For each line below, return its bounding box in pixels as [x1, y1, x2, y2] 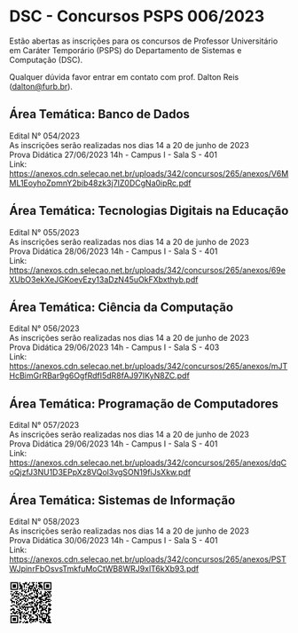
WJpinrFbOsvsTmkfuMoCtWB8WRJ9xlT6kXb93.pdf [9, 564, 200, 574]
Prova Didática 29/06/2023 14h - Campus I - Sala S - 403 [9, 342, 220, 352]
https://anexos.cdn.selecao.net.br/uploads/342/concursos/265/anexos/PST [9, 554, 286, 565]
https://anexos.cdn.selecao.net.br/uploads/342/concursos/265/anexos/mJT [9, 361, 288, 372]
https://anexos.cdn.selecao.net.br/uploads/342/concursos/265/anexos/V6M [9, 168, 289, 178]
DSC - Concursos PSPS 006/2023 [9, 6, 265, 27]
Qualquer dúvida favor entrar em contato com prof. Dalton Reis [9, 71, 239, 82]
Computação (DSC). [9, 54, 83, 65]
